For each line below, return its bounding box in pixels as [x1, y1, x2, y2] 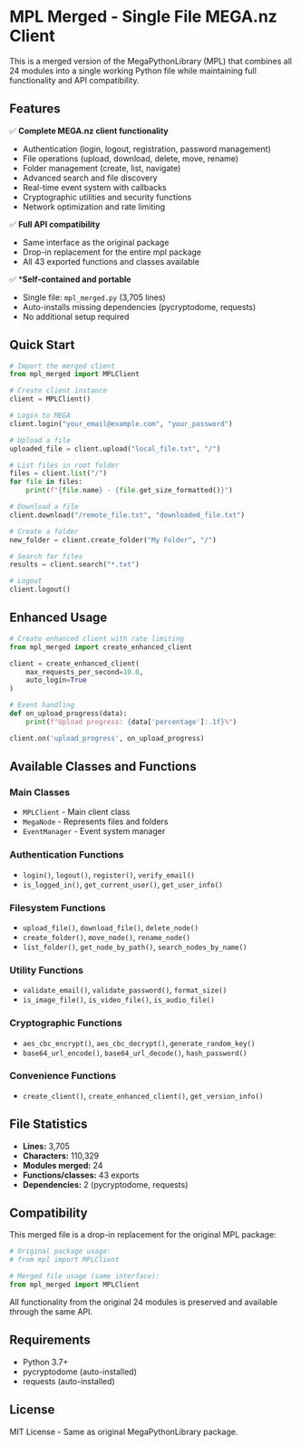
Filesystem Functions [9, 901, 106, 914]
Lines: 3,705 [22, 1140, 71, 1151]
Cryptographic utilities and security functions [22, 191, 192, 202]
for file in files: [9, 478, 83, 487]
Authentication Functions [9, 849, 124, 861]
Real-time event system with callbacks [22, 181, 167, 192]
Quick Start [9, 337, 75, 353]
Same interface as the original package [22, 237, 170, 247]
